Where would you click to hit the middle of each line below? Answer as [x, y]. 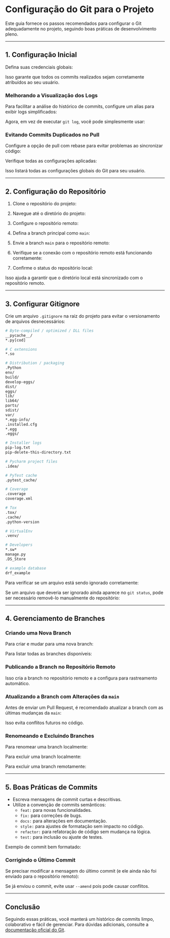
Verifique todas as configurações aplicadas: [51, 161]
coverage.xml [19, 499]
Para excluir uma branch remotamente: [46, 767]
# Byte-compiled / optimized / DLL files [50, 330]
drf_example [18, 573]
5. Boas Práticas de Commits [51, 787]
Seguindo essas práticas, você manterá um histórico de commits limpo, [80, 919]
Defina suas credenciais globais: [39, 67]
